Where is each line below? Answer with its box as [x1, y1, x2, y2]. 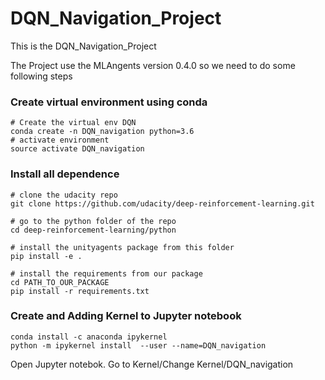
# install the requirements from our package [10, 268, 203, 279]
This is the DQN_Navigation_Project [10, 40, 157, 52]
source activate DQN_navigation [10, 144, 145, 154]
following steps [10, 70, 73, 82]
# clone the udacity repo [10, 190, 118, 200]
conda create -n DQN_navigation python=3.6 [10, 127, 195, 137]
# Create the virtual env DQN [10, 118, 137, 128]
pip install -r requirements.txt [10, 286, 150, 296]
